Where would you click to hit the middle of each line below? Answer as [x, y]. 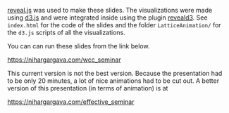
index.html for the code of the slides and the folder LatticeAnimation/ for [114, 25]
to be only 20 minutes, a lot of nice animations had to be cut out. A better [113, 81]
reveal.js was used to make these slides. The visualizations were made [110, 10]
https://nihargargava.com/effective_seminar [71, 102]
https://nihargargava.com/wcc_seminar [64, 60]
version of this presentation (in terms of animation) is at [88, 88]
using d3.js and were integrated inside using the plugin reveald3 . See [107, 18]
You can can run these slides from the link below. [79, 46]
